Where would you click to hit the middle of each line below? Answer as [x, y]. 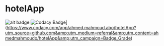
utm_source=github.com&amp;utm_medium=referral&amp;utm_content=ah [82, 33]
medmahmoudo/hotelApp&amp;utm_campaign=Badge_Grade [68, 38]
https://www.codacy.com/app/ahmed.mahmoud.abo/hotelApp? [72, 27]
